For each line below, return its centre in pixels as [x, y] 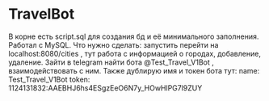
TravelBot [42, 14]
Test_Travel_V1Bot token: [49, 79]
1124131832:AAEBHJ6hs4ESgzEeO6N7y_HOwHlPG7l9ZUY [105, 88]
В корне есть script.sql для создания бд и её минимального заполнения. [134, 36]
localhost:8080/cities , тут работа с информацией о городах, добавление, [134, 53]
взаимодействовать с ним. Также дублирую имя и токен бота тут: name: [134, 70]
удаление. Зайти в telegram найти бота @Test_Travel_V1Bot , [111, 62]
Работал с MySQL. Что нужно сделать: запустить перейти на [113, 44]
